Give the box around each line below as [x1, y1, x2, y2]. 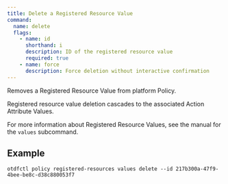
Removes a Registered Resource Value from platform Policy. [7, 87, 177, 95]
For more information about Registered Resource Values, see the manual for [7, 120, 221, 128]
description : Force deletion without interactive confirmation [25, 67, 210, 74]
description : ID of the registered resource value [25, 49, 173, 56]
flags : [13, 29, 32, 36]
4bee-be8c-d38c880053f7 [7, 172, 75, 179]
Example [7, 147, 45, 159]
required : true [25, 55, 69, 62]
